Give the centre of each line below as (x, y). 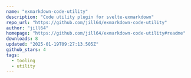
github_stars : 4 (26, 50)
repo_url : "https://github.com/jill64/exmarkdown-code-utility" (87, 22)
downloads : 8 (22, 39)
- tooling (23, 60)
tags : (13, 55)
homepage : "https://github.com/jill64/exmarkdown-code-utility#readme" (96, 33)
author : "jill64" (27, 28)
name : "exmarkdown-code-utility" (47, 11)
